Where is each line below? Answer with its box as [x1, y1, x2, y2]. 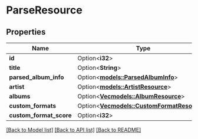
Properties [6, 27, 46, 37]
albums [9, 92, 31, 100]
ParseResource [6, 4, 82, 17]
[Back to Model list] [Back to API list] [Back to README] [6, 127, 141, 133]
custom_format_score [9, 111, 72, 119]
